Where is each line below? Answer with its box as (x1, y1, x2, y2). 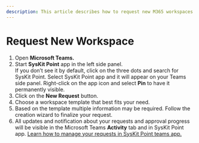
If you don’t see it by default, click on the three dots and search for (14, 67, 179, 74)
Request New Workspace (6, 34, 135, 48)
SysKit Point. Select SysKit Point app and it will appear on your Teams (14, 73, 186, 80)
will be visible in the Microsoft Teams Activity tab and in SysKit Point (14, 123, 184, 131)
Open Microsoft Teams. (14, 54, 74, 61)
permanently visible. (14, 86, 65, 93)
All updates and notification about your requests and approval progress (14, 117, 190, 125)
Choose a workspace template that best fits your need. (14, 98, 150, 105)
